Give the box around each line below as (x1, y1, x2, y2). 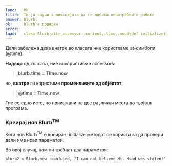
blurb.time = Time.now (17, 70, 68, 76)
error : (5, 26, 19, 32)
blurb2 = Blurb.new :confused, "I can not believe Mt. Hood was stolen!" (5, 156, 166, 162)
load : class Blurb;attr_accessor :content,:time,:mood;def (5, 31, 139, 36)
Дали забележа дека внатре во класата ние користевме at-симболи (5, 45, 156, 51)
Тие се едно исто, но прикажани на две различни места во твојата (5, 100, 152, 106)
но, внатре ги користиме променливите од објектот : (5, 80, 123, 86)
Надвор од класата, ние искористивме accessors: (5, 61, 116, 66)
